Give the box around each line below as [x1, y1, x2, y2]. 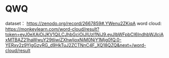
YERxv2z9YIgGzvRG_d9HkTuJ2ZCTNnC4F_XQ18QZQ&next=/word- [5, 42, 146, 48]
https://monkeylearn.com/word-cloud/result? [5, 26, 100, 32]
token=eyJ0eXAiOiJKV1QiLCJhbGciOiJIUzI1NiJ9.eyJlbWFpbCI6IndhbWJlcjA [5, 31, 164, 37]
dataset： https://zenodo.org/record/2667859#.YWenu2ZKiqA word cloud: [5, 20, 162, 26]
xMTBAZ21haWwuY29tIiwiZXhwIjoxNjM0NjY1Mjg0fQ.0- [5, 36, 122, 43]
